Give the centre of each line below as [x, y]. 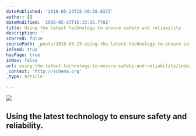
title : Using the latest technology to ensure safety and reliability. [95, 28]
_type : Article [24, 76]
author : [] [19, 17]
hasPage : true [23, 55]
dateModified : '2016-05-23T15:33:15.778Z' [58, 22]
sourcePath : [20, 44]
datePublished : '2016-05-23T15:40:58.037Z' [60, 11]
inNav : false [22, 60]
